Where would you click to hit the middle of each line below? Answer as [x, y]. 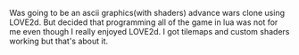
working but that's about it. [59, 41]
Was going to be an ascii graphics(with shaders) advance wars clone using [147, 13]
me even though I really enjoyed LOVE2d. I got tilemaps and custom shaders [149, 31]
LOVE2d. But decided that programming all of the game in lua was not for [144, 22]
